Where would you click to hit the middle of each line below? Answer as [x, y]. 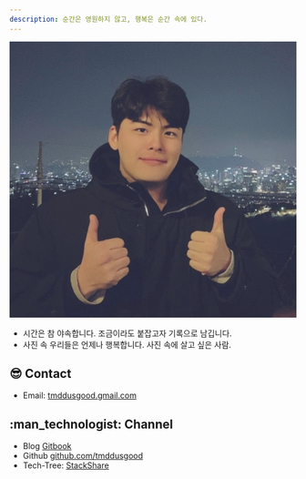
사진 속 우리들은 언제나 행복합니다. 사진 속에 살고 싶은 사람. [127, 344]
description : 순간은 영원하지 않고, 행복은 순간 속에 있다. [108, 19]
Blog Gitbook [47, 446]
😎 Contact [41, 374]
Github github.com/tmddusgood [83, 456]
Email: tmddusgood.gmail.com [79, 395]
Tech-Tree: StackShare [66, 465]
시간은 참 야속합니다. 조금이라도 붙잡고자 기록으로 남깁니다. [127, 333]
